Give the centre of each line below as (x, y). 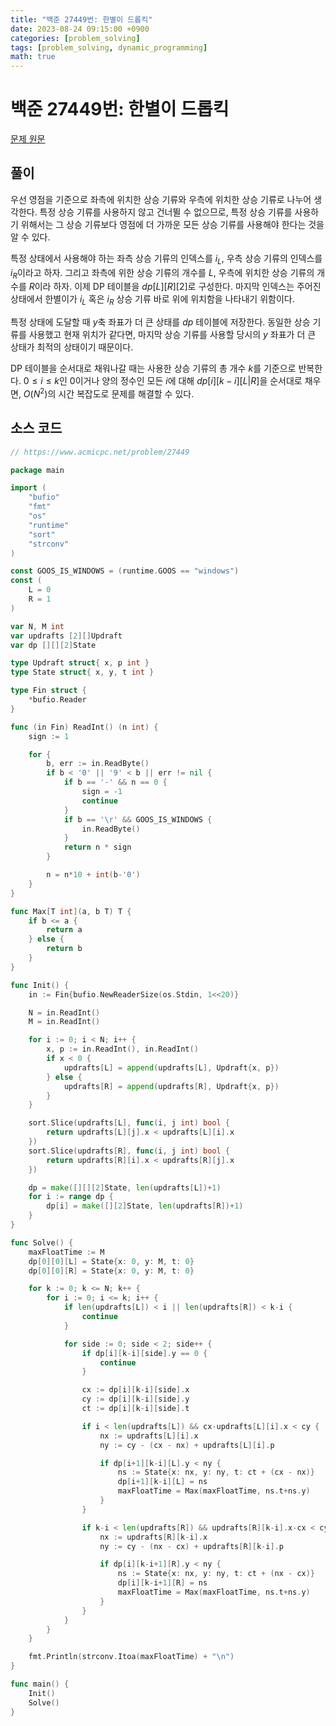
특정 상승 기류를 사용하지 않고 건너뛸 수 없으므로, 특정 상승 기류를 (166, 212)
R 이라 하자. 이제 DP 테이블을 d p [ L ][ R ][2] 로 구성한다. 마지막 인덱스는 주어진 (175, 287)
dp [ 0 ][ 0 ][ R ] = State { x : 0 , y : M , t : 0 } (111, 1271)
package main (37, 470)
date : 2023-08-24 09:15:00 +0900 (80, 29)
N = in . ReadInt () (64, 1012)
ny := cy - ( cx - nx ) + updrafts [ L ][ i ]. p (187, 1445)
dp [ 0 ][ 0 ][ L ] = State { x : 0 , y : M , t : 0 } (111, 1261)
